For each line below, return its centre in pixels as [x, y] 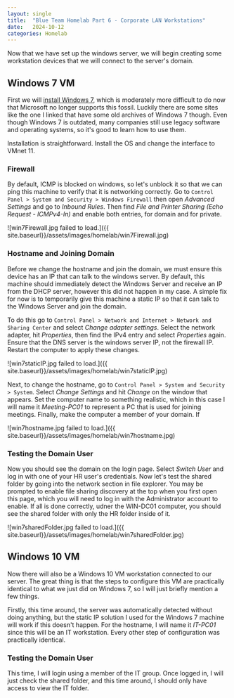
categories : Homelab [38, 33]
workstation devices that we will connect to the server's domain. [101, 61]
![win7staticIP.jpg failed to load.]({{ [57, 363]
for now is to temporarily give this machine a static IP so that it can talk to [113, 299]
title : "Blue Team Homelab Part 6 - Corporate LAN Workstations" [106, 20]
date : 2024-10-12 [36, 27]
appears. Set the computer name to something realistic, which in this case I [116, 399]
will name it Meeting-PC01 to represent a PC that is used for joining [104, 407]
